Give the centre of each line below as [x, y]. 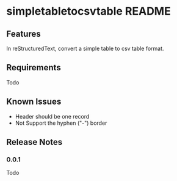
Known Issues [34, 102]
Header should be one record [52, 116]
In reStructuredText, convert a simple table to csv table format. [85, 48]
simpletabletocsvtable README [88, 11]
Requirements [34, 68]
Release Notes [34, 142]
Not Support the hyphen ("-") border [61, 123]
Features [23, 34]
